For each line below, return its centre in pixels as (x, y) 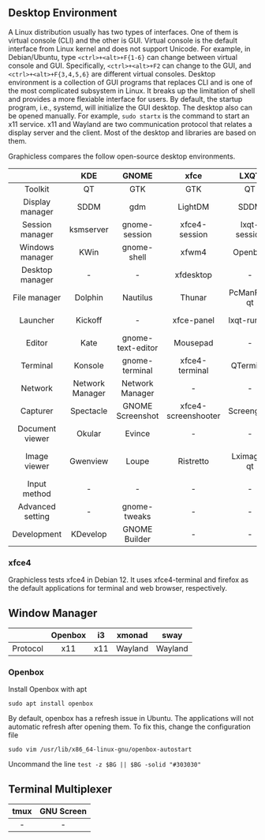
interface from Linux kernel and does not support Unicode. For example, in (129, 49)
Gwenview (89, 461)
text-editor (138, 348)
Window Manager (53, 613)
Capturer (37, 411)
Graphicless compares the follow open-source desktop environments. (122, 156)
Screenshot (138, 416)
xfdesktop (194, 274)
